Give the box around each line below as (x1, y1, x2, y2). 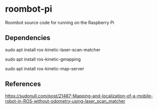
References (5, 80, 41, 88)
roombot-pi (5, 3, 52, 15)
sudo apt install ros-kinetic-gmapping (5, 56, 81, 62)
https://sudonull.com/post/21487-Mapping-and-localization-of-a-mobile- (5, 93, 153, 99)
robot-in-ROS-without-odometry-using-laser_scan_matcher (5, 98, 126, 104)
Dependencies (5, 34, 50, 42)
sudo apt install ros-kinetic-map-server (5, 65, 85, 71)
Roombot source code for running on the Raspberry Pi (5, 20, 114, 25)
